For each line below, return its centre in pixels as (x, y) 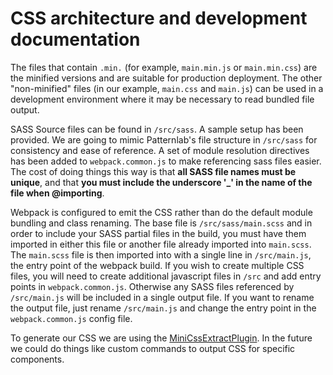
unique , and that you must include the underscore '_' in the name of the (161, 182)
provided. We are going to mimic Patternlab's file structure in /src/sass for (164, 139)
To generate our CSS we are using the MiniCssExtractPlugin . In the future (161, 338)
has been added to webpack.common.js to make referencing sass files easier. (166, 161)
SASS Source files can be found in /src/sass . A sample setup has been (157, 129)
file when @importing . (57, 193)
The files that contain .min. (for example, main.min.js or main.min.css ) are (164, 67)
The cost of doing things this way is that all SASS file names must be (153, 171)
